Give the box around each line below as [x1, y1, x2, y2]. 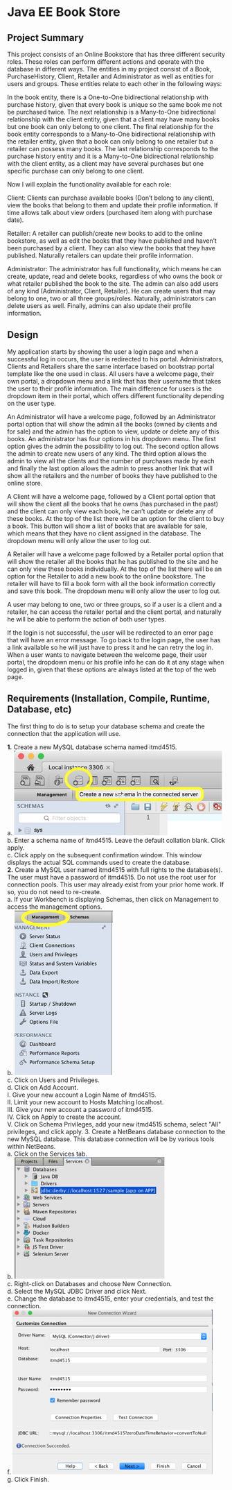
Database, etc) [7, 703, 72, 715]
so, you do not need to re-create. [7, 888, 102, 896]
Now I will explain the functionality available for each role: [7, 180, 172, 188]
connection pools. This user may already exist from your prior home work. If [7, 880, 224, 889]
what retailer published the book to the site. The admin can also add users [7, 280, 219, 288]
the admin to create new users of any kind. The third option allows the [7, 449, 207, 458]
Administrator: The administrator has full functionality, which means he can [7, 265, 222, 273]
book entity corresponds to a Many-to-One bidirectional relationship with [7, 130, 216, 138]
